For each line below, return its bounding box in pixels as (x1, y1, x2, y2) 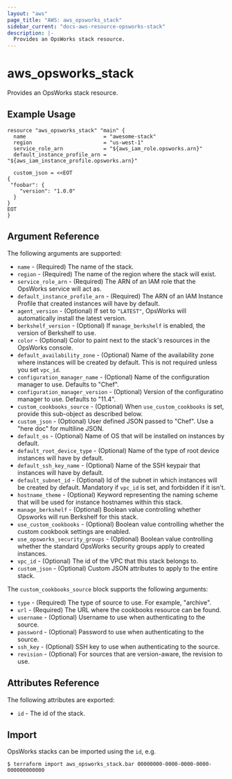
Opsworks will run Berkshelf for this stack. (17, 512, 139, 521)
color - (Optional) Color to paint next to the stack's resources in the (17, 336, 211, 344)
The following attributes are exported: (7, 695, 115, 704)
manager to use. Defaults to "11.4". (17, 395, 116, 403)
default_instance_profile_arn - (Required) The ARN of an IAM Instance (17, 292, 224, 300)
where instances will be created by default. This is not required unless (17, 358, 217, 366)
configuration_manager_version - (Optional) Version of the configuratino (17, 387, 224, 395)
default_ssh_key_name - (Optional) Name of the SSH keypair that (17, 461, 201, 469)
